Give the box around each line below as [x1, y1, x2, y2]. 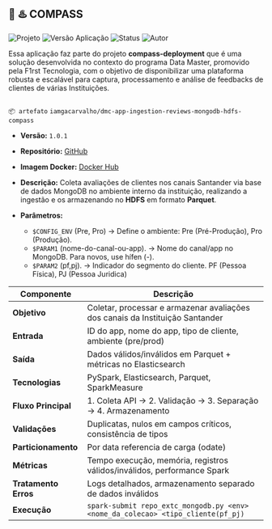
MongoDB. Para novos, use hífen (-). [32, 252, 155, 261]
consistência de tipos [87, 428, 168, 439]
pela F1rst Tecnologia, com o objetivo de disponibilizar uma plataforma [8, 66, 244, 75]
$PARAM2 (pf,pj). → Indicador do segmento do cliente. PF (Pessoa [32, 260, 247, 270]
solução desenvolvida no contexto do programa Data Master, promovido [8, 57, 250, 67]
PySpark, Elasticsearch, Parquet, [87, 371, 211, 383]
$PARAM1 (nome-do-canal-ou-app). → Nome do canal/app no [32, 243, 233, 253]
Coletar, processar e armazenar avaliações [87, 302, 251, 313]
